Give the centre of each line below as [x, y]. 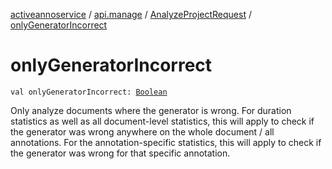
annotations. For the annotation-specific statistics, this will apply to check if [166, 142]
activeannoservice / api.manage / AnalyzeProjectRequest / [131, 14]
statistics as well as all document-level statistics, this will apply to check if [162, 121]
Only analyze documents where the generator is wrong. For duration [151, 110]
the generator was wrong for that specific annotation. [120, 153]
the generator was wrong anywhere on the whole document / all [142, 131]
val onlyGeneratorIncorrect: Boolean [89, 92]
